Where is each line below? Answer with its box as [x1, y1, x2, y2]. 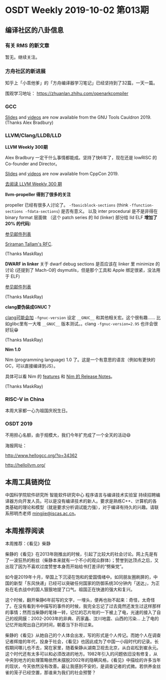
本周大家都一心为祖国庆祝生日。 [5, 408, 70, 414]
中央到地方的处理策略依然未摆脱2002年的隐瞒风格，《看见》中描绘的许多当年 [5, 657, 161, 663]
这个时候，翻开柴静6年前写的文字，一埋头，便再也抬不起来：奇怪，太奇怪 [5, 597, 155, 603]
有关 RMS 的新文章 [5, 42, 49, 49]
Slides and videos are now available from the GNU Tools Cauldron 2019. [5, 115, 152, 121]
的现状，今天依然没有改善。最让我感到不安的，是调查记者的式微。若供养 [5, 663, 152, 669]
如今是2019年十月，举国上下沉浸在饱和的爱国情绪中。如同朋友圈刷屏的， [5, 574, 154, 580]
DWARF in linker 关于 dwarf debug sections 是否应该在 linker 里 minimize [5, 261, 155, 267]
